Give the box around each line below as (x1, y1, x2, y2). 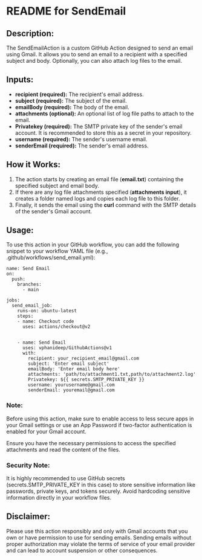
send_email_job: (11, 303, 53, 309)
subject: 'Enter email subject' (28, 361, 110, 367)
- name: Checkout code (17, 318, 74, 324)
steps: (17, 313, 34, 320)
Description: (6, 28, 54, 39)
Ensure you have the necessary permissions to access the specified (6, 439, 177, 446)
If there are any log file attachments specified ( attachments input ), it (15, 188, 187, 196)
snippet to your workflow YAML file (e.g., (6, 248, 108, 255)
